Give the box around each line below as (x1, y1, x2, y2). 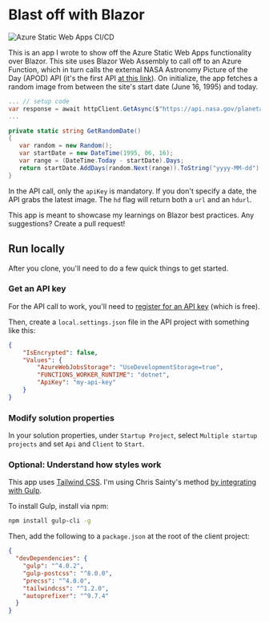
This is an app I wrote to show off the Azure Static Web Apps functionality (8, 47, 252, 57)
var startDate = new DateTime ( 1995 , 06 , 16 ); (18, 149, 174, 157)
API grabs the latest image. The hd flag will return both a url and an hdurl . (8, 194, 252, 204)
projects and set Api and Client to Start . (8, 439, 145, 449)
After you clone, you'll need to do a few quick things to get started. (8, 263, 229, 273)
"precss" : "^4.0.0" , (22, 576, 91, 585)
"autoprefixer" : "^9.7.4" (22, 592, 110, 600)
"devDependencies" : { (15, 555, 88, 563)
